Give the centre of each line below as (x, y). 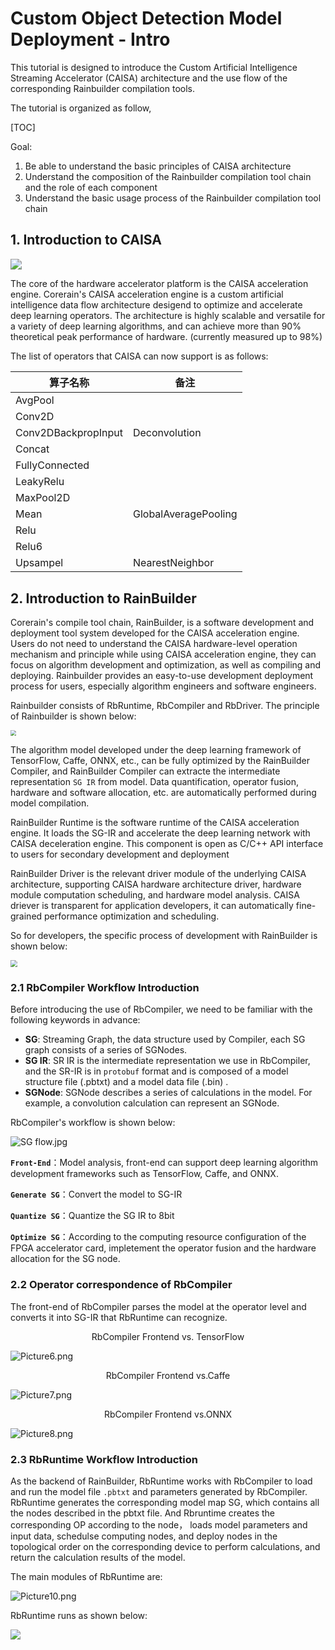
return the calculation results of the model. (98, 1558)
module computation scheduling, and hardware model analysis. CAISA (155, 894)
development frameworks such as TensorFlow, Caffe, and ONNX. (144, 1174)
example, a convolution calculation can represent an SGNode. (152, 1103)
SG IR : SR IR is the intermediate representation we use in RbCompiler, (167, 1061)
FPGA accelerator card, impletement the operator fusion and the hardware (163, 1248)
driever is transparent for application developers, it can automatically (152, 905)
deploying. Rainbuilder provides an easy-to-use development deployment (162, 676)
